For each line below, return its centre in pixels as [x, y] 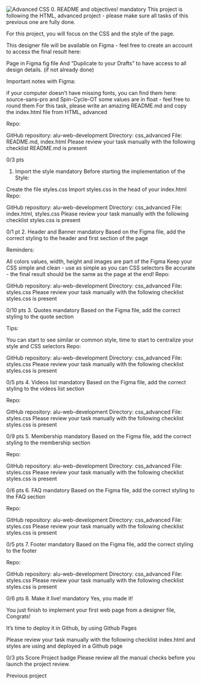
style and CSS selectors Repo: [43, 346]
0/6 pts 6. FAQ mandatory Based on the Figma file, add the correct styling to [100, 490]
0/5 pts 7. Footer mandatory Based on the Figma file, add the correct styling [100, 544]
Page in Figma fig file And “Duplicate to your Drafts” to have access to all [97, 63]
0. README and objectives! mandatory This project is [117, 9]
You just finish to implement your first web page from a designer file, [91, 610]
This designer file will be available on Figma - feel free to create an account [100, 45]
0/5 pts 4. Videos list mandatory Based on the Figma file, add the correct [96, 382]
